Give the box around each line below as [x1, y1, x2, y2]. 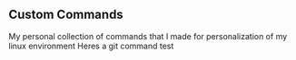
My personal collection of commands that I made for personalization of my [8, 30, 288, 41]
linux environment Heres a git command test [8, 40, 174, 51]
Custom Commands [8, 7, 123, 22]
